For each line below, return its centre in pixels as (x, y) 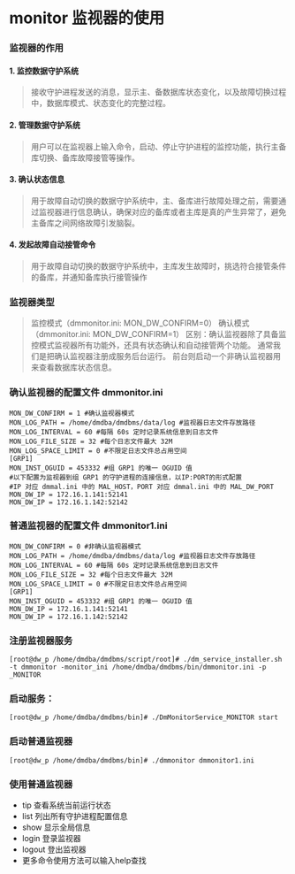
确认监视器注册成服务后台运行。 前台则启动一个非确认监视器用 (167, 356)
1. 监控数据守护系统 (44, 71)
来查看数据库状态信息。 (73, 367)
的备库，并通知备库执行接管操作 (89, 277)
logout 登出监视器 (54, 849)
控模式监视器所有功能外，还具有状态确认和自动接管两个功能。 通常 (152, 345)
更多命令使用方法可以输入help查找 (84, 860)
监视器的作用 (37, 48)
